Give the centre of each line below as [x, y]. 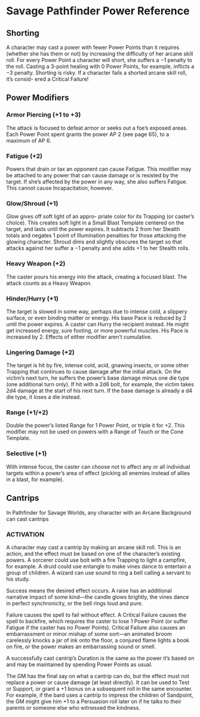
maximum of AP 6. [29, 140]
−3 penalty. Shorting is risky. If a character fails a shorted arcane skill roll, [96, 73]
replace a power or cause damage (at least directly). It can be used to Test [98, 682]
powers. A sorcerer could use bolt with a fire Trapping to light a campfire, [96, 560]
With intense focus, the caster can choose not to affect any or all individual [98, 466]
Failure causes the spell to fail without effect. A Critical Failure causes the [96, 615]
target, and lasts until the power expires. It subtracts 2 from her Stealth [93, 229]
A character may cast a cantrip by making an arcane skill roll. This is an [93, 547]
